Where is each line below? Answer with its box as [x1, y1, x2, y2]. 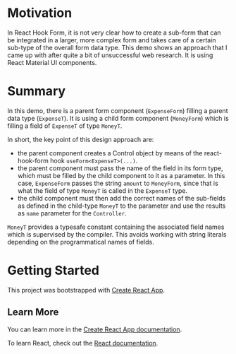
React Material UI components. [7, 58, 97, 66]
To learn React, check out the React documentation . [7, 338, 159, 347]
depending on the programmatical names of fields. [7, 237, 154, 246]
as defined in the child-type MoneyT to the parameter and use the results [17, 201, 226, 210]
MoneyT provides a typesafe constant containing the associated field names [7, 223, 225, 231]
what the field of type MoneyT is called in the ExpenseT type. [17, 186, 188, 195]
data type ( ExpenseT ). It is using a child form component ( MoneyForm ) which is [7, 114, 229, 122]
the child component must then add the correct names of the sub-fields [17, 194, 226, 202]
